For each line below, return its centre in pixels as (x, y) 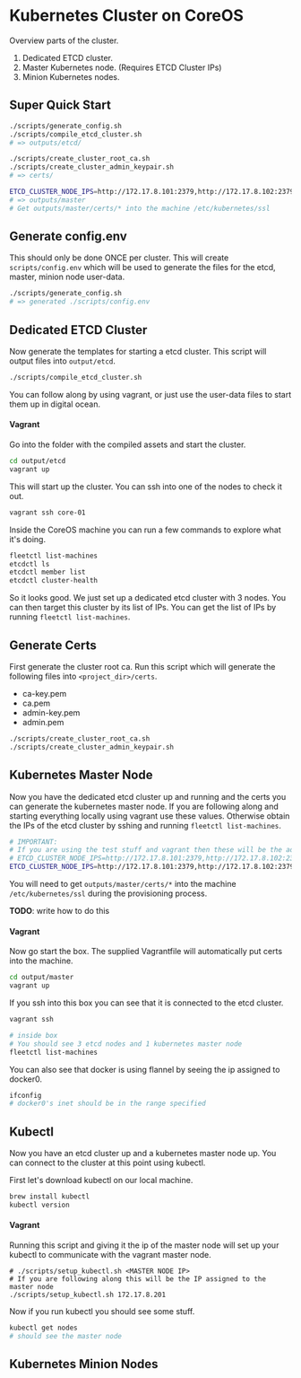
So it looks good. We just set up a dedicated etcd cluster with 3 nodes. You (148, 598)
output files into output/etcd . (63, 361)
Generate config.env (68, 237)
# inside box (34, 1035)
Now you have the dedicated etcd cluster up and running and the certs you (148, 796)
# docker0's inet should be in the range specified (107, 1104)
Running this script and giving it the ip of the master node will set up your (144, 1245)
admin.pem (43, 723)
